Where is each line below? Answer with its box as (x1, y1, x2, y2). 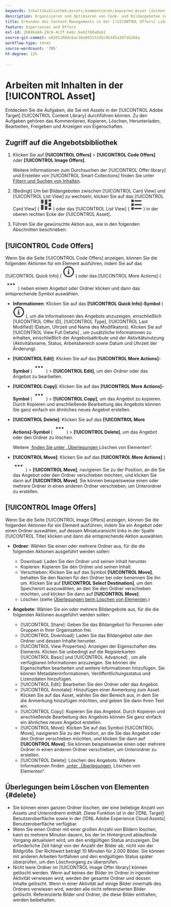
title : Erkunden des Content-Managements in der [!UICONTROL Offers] (5, 19, 156, 24)
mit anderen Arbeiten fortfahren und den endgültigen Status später (12, 853, 153, 859)
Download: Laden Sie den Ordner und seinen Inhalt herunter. (20, 558, 148, 564)
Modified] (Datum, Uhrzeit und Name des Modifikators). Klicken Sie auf (12, 324, 162, 330)
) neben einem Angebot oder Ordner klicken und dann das (17, 285, 140, 291)
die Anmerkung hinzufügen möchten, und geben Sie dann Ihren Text (20, 697, 164, 704)
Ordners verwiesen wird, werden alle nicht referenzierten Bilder (12, 886, 146, 892)
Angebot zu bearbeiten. (12, 374, 63, 380)
